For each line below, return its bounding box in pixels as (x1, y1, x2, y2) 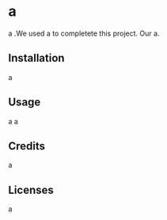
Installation (8, 51, 65, 65)
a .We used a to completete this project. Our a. (8, 28, 160, 38)
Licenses (8, 183, 54, 196)
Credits (8, 139, 46, 153)
